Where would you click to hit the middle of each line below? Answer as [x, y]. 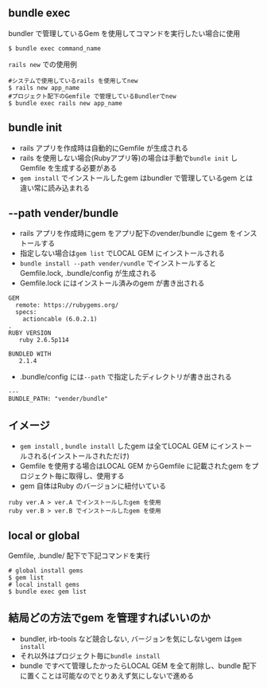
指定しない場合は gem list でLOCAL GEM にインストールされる [122, 254]
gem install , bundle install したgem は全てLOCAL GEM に [118, 446]
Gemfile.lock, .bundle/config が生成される [88, 273]
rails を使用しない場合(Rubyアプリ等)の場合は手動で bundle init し [129, 158]
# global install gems [46, 571]
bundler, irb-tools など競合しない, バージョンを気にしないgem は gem [131, 639]
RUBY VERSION [30, 333]
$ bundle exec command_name [55, 48]
